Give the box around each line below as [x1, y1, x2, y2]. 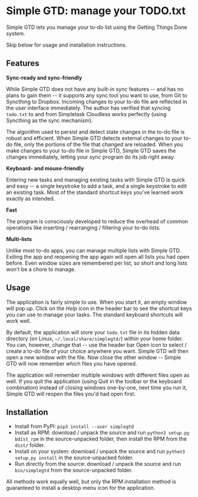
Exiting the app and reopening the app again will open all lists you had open [6, 253, 190, 260]
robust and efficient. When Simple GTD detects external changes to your [6, 134, 183, 141]
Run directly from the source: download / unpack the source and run [14, 460, 181, 468]
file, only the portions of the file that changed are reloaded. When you [14, 140, 183, 148]
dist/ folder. [14, 442, 45, 449]
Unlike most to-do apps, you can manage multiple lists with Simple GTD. [6, 246, 181, 254]
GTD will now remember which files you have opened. [6, 360, 137, 367]
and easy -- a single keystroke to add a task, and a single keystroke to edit [6, 182, 187, 189]
